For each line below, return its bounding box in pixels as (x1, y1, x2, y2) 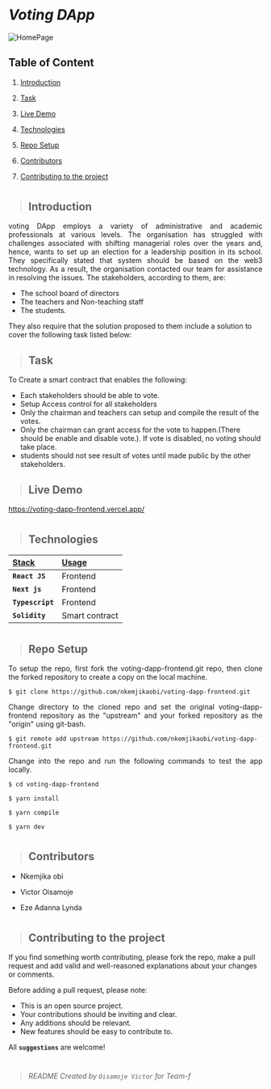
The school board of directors (19, 289, 119, 299)
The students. (19, 306, 67, 316)
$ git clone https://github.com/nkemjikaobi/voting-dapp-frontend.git (8, 688, 251, 697)
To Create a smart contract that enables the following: (8, 375, 188, 385)
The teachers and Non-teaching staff (19, 297, 144, 307)
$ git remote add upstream (8, 735, 99, 744)
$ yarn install (8, 795, 60, 803)
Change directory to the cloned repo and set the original (8, 702, 215, 712)
